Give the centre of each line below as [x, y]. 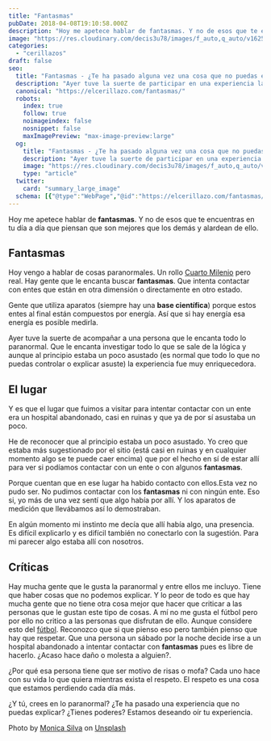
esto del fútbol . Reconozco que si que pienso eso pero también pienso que [133, 629]
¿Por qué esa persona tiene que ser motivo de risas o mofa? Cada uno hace [134, 671]
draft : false [30, 61]
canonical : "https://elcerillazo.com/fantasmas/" [100, 91]
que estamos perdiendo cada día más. [72, 688]
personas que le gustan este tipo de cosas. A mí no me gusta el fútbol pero [133, 613]
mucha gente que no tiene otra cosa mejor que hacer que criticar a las [125, 604]
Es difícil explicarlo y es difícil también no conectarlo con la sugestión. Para [133, 533]
